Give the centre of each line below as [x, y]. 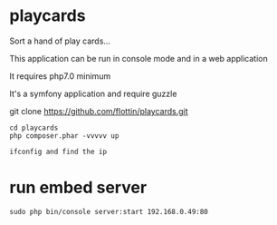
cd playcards [34, 128]
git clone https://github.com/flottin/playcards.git [99, 111]
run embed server [78, 188]
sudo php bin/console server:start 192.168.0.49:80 [109, 211]
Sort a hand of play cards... [60, 41]
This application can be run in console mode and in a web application [139, 58]
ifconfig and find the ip [58, 152]
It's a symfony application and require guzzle [93, 93]
